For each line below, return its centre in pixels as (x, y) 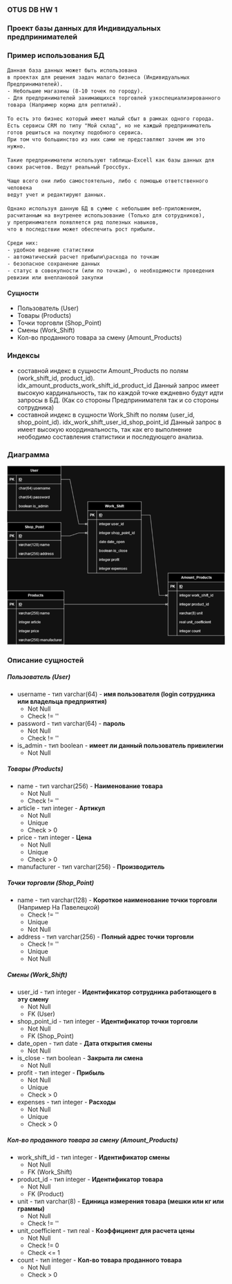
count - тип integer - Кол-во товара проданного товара (99, 1260)
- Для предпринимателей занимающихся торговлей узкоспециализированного (114, 98)
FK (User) (41, 1014)
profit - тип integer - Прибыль (61, 1073)
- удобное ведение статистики (51, 250)
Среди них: (23, 243)
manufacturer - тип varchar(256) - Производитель (91, 867)
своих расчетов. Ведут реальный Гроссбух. (69, 167)
